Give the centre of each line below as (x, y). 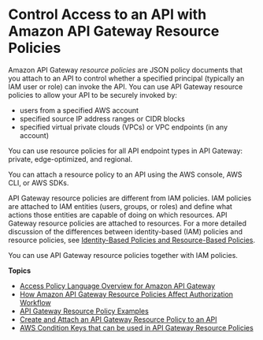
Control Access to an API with (107, 15)
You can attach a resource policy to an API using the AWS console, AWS (125, 174)
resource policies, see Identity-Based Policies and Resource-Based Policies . (132, 240)
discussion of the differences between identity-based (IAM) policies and (125, 231)
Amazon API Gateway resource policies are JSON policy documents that (126, 69)
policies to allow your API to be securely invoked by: (93, 95)
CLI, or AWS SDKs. (39, 182)
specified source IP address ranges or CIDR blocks (102, 118)
